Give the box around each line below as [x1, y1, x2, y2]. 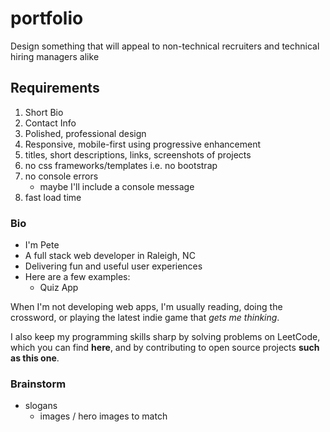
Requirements [10, 80, 100, 97]
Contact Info [24, 117, 77, 129]
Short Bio [24, 106, 64, 118]
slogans [24, 400, 58, 412]
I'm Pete [24, 239, 60, 251]
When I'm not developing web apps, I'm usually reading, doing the [10, 301, 283, 313]
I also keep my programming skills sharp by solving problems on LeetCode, [10, 331, 321, 343]
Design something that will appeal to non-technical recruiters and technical [10, 40, 320, 52]
